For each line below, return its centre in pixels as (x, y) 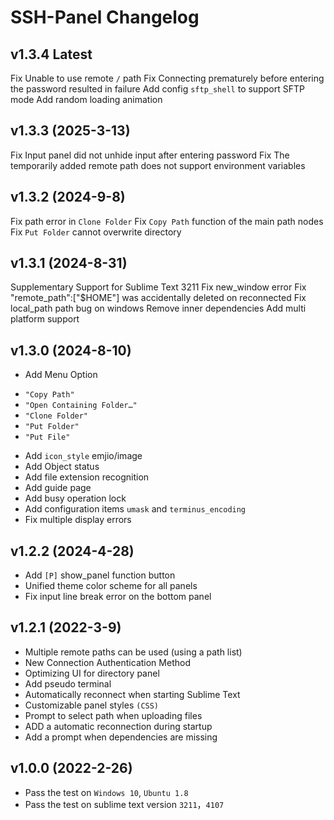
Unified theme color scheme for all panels (111, 586)
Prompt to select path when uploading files (113, 715)
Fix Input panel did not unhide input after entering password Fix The (150, 155)
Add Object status (62, 467)
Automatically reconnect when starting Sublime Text (132, 694)
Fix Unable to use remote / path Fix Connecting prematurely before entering (167, 78)
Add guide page (58, 488)
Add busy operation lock (75, 498)
